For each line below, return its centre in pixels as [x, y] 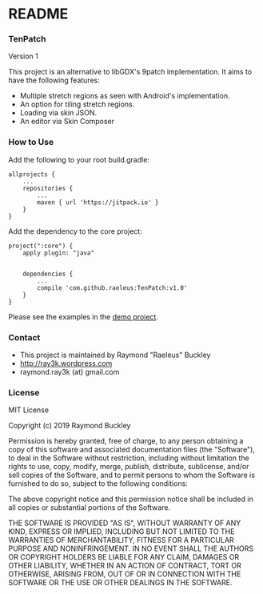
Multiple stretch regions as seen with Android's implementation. [125, 96]
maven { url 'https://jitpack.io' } [98, 202]
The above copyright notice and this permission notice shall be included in [131, 499]
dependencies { [48, 274]
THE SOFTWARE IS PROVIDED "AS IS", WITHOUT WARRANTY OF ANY [125, 523]
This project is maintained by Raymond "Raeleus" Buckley [115, 355]
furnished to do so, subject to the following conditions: [98, 484]
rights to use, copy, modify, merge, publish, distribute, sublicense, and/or [129, 467]
